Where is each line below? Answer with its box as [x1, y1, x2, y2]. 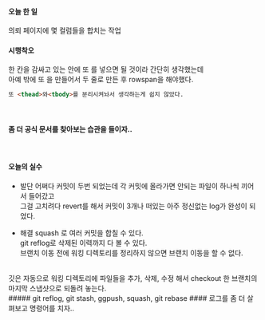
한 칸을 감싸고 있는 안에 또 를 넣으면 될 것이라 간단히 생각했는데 [8, 65, 204, 74]
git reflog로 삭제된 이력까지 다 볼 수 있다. [19, 238, 148, 247]
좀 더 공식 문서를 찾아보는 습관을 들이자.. [8, 124, 133, 134]
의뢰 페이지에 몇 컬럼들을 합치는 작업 [8, 26, 121, 35]
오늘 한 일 [8, 6, 38, 16]
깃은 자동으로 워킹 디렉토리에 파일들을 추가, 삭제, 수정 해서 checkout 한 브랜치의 [8, 273, 258, 282]
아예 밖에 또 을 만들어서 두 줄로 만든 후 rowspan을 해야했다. [8, 75, 194, 85]
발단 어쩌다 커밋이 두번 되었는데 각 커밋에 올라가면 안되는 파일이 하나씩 [19, 181, 239, 191]
